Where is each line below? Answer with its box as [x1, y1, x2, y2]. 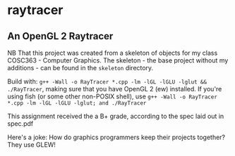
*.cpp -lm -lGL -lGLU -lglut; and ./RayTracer [7, 100, 147, 107]
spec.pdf [7, 119, 34, 128]
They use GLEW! [7, 141, 56, 149]
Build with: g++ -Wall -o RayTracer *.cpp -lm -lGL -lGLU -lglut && [7, 77, 207, 86]
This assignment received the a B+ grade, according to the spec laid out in [7, 112, 224, 120]
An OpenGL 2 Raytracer [7, 30, 114, 42]
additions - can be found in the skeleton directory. [7, 64, 154, 72]
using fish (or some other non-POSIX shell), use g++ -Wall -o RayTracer [7, 92, 217, 100]
